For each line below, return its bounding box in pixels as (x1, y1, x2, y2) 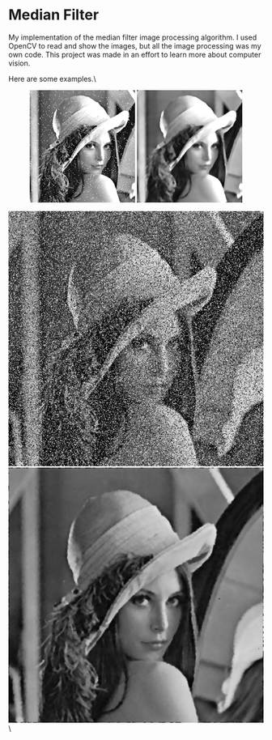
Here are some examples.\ (8, 74, 97, 83)
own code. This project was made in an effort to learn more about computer (8, 49, 261, 59)
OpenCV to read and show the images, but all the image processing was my (8, 40, 261, 50)
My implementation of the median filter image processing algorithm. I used (8, 32, 257, 42)
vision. (8, 58, 31, 68)
